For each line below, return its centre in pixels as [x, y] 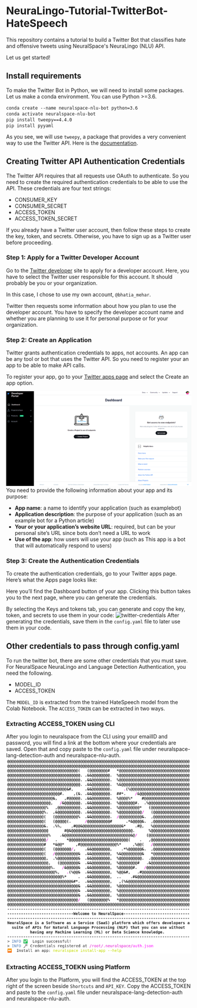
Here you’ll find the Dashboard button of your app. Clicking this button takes [98, 591]
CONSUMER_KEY [36, 199]
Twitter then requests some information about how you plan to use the [91, 306]
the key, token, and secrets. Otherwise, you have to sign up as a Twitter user [99, 236]
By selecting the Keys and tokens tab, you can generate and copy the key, [96, 609]
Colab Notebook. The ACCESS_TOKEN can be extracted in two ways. [86, 708]
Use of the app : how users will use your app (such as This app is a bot [100, 539]
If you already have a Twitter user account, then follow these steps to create [98, 230]
